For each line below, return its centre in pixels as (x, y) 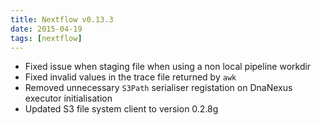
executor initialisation (68, 98)
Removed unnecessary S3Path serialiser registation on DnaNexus (158, 88)
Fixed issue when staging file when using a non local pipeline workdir (168, 67)
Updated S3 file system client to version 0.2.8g (121, 109)
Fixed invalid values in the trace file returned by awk (130, 77)
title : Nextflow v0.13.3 (62, 19)
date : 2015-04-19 (46, 29)
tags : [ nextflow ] (46, 38)
